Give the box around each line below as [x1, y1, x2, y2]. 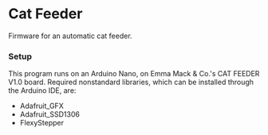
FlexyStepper [19, 118, 64, 128]
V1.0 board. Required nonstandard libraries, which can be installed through [8, 77, 254, 87]
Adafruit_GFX [19, 101, 64, 111]
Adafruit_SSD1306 [19, 110, 80, 119]
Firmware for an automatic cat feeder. [8, 31, 133, 40]
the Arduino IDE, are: [8, 86, 77, 95]
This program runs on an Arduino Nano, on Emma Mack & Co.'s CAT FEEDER [8, 69, 260, 79]
